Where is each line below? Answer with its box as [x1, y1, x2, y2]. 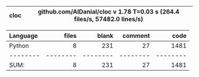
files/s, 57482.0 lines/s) [73, 15, 143, 23]
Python [9, 41, 30, 50]
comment [122, 32, 150, 40]
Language [9, 32, 38, 40]
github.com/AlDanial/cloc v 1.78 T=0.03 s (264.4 [37, 8, 179, 15]
